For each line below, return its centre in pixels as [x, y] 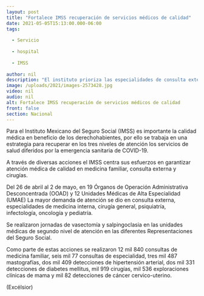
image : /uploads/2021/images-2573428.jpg [59, 86]
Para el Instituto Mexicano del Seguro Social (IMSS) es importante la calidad [101, 131]
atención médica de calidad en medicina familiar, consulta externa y [91, 169]
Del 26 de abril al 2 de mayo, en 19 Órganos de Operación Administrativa [97, 187]
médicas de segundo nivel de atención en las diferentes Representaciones [100, 231]
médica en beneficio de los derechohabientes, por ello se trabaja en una [97, 138]
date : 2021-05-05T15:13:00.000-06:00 [54, 23]
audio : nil [20, 97]
